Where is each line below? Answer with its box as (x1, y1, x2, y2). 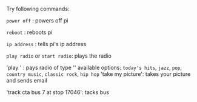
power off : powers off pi (6, 17, 68, 24)
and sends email (6, 77, 47, 84)
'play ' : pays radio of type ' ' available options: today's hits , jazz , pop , (6, 64, 182, 71)
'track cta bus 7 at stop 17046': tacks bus (6, 89, 110, 96)
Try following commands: (6, 5, 70, 12)
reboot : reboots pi (6, 29, 53, 36)
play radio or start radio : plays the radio (6, 52, 112, 59)
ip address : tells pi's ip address (6, 41, 87, 47)
